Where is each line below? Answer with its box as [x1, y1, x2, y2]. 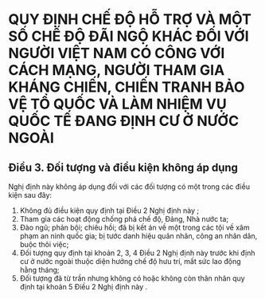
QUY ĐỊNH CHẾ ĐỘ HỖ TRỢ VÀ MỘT [8, 10, 252, 29]
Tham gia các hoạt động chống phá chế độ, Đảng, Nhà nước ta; [19, 214, 229, 223]
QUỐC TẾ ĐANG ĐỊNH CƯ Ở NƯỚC [8, 112, 240, 130]
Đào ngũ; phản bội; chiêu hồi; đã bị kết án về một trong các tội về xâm [19, 222, 250, 232]
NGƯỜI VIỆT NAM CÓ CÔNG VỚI [8, 45, 225, 62]
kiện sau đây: [8, 191, 53, 199]
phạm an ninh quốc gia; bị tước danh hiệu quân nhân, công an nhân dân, [19, 231, 258, 241]
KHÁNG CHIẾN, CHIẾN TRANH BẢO [8, 78, 245, 96]
